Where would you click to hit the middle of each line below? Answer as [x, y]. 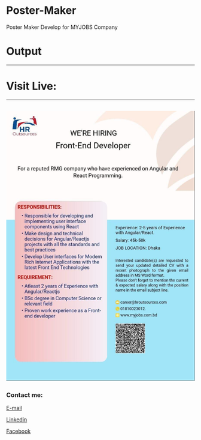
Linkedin [17, 420]
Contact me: [25, 395]
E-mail [14, 408]
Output [24, 51]
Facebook [19, 431]
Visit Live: [31, 86]
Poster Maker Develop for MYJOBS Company [62, 27]
